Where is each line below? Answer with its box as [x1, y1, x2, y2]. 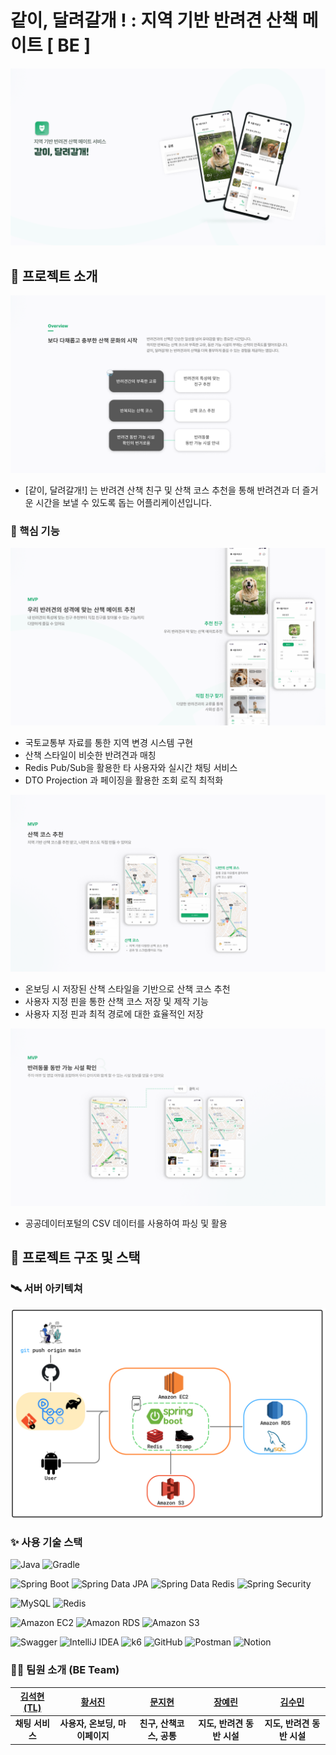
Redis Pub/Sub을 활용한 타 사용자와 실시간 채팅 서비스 [24, 761, 238, 773]
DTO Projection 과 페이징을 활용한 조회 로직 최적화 [24, 774, 224, 786]
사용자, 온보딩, [59, 1717, 116, 1730]
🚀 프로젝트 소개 [10, 267, 98, 285]
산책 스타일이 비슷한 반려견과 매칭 [24, 749, 157, 761]
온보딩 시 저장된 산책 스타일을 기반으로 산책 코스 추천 [24, 983, 231, 995]
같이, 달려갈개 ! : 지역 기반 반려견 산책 [10, 9, 299, 32]
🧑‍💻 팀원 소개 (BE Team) [10, 1663, 120, 1677]
